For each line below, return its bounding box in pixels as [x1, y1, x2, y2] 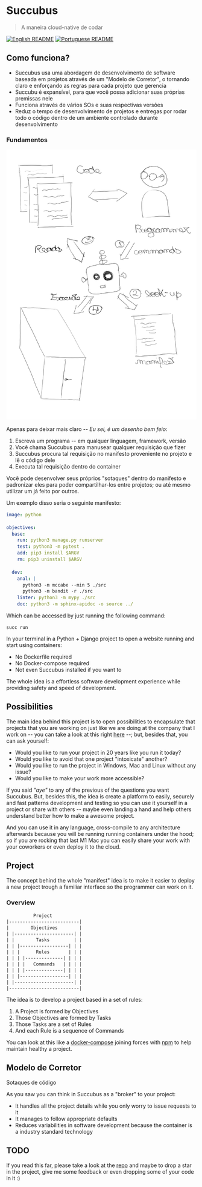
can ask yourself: [6, 737, 49, 745]
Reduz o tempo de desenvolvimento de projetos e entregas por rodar [14, 107, 187, 115]
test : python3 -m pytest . [17, 544, 85, 550]
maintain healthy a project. [6, 1045, 72, 1052]
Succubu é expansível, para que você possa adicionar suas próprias [14, 88, 185, 96]
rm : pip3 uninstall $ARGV [17, 556, 83, 562]
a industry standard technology [14, 1128, 93, 1135]
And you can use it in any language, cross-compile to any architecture [6, 824, 181, 831]
